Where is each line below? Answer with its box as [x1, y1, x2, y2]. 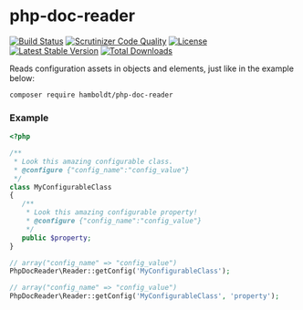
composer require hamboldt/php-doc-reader [9, 90, 173, 99]
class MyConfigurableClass [9, 182, 112, 191]
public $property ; [21, 233, 92, 243]
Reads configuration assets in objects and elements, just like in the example [9, 63, 295, 74]
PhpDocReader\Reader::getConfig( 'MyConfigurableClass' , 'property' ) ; [9, 292, 280, 301]
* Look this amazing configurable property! [26, 208, 198, 217]
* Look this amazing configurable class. [13, 157, 173, 166]
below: [9, 72, 35, 83]
